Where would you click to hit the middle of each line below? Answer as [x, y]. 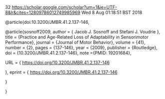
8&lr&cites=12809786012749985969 [43, 12]
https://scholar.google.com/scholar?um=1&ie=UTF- [64, 7]
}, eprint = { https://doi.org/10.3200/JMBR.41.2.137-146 [62, 72]
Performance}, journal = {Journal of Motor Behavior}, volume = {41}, [75, 42]
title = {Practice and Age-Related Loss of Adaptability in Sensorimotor [77, 37]
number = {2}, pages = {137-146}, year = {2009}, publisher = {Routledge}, [82, 48]
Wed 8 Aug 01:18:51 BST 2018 [112, 12]
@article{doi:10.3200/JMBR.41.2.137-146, [47, 22]
